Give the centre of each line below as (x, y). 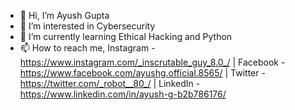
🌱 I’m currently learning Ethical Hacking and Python (126, 36)
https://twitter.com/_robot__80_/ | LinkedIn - (110, 83)
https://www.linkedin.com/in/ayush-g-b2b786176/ (123, 94)
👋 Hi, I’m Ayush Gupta (64, 15)
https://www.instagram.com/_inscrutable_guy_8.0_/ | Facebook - (152, 62)
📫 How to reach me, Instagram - (87, 48)
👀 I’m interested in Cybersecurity (87, 26)
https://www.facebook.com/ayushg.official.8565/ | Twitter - (142, 73)
